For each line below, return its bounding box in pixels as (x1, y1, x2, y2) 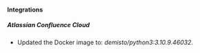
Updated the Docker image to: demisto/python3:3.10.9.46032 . (17, 38, 194, 46)
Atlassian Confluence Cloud (7, 21, 90, 29)
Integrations (7, 5, 43, 14)
